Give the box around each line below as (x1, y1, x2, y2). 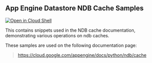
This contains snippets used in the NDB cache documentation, (5, 27, 136, 33)
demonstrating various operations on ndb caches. (5, 32, 110, 38)
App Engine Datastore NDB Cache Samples (5, 4, 144, 13)
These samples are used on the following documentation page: (5, 42, 137, 48)
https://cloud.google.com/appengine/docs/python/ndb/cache (17, 52, 147, 58)
